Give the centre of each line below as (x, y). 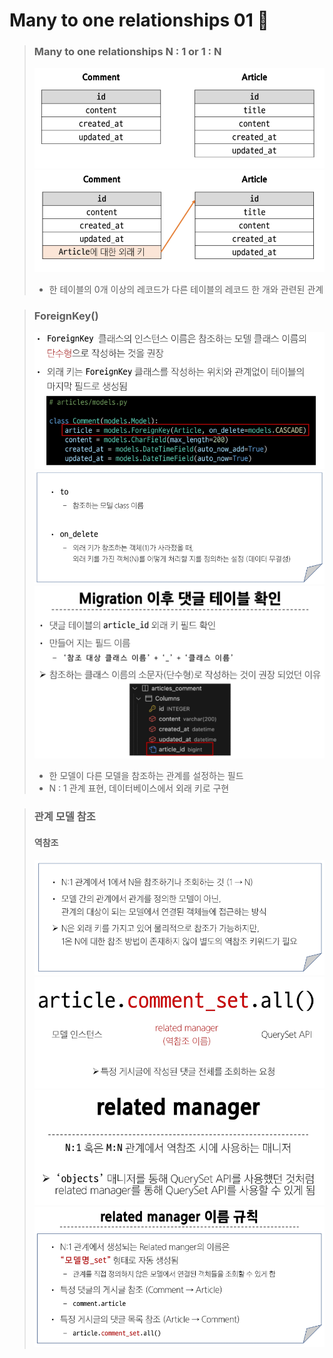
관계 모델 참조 (64, 817)
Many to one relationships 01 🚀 (139, 20)
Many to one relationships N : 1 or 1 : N (127, 52)
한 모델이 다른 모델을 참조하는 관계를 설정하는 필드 (146, 776)
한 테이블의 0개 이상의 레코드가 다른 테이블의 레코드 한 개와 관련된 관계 (186, 289)
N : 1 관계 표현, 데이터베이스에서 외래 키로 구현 (139, 788)
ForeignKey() (66, 316)
